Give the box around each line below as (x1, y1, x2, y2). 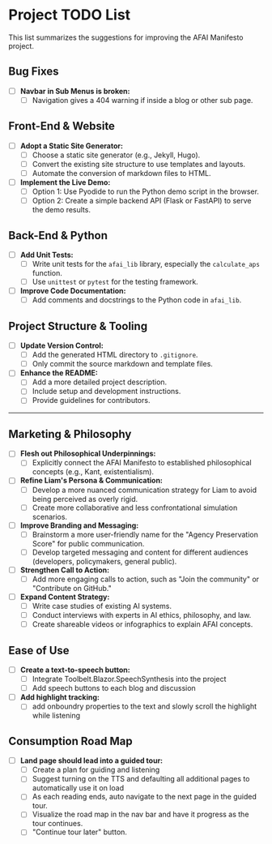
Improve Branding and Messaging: (19, 521, 139, 530)
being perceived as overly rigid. (32, 494, 138, 503)
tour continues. (32, 819, 83, 829)
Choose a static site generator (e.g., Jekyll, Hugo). (32, 150, 201, 160)
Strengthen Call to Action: (19, 565, 110, 575)
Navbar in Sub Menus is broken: (19, 86, 130, 96)
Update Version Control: (19, 341, 104, 350)
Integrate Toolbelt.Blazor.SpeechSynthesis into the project (32, 675, 227, 684)
